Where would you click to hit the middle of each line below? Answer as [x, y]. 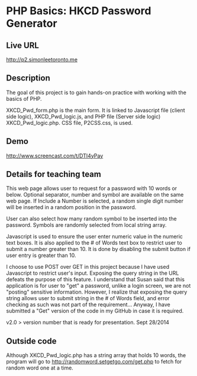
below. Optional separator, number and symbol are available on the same [95, 195]
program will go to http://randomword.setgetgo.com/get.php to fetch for [94, 362]
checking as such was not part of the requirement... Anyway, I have [88, 305]
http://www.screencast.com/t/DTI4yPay [55, 156]
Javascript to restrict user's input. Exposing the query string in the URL [93, 273]
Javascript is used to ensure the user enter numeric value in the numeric [95, 237]
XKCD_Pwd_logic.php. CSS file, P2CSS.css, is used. [70, 123]
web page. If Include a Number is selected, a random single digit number [95, 201]
